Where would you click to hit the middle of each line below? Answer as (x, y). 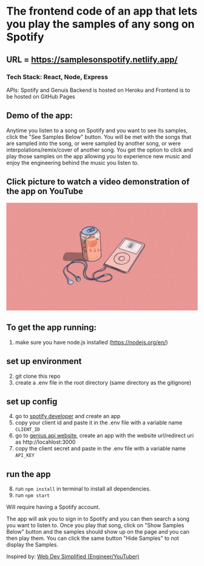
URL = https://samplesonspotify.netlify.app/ (92, 59)
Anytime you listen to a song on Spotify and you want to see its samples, (97, 130)
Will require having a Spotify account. (53, 507)
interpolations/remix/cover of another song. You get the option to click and (100, 150)
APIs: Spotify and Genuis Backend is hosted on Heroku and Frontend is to (98, 90)
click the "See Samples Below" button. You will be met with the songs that (99, 137)
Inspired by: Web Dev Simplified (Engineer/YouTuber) (73, 557)
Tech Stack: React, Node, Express (57, 77)
